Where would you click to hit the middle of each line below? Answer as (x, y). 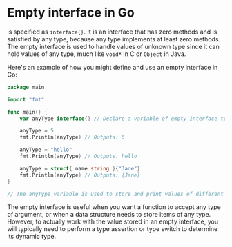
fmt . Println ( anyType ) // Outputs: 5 (72, 137)
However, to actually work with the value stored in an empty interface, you (113, 221)
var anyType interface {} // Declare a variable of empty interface (118, 119)
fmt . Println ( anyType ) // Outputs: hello (78, 157)
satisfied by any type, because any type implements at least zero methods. (114, 39)
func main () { (28, 112)
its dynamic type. (32, 237)
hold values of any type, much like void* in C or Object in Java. (97, 54)
